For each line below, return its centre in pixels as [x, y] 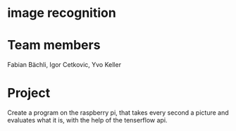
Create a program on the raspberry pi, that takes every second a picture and [118, 113]
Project [29, 93]
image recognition [62, 13]
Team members [54, 45]
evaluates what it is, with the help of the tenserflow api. [87, 120]
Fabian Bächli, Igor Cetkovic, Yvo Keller [64, 65]
